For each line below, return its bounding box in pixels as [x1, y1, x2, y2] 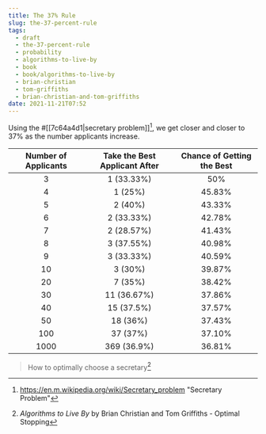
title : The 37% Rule [8, 11, 77, 20]
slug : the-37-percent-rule [8, 19, 97, 27]
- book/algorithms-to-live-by [15, 70, 115, 78]
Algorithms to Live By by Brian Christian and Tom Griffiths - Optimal [19, 409, 240, 418]
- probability [15, 48, 62, 56]
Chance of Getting [180, 150, 252, 161]
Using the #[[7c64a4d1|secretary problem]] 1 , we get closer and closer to [8, 122, 245, 132]
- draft [15, 33, 41, 42]
